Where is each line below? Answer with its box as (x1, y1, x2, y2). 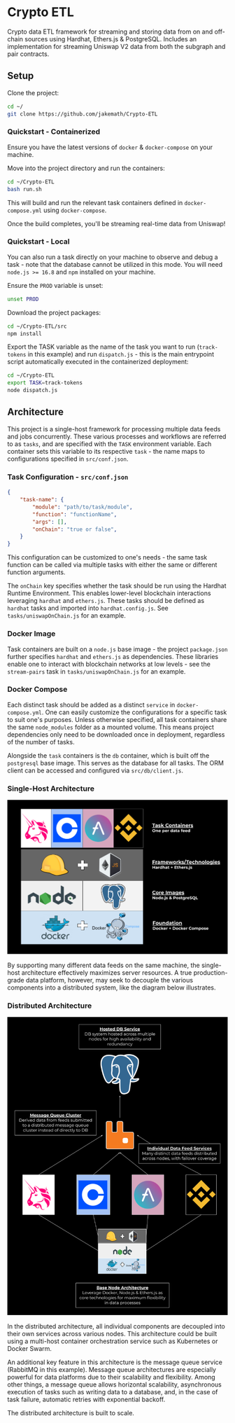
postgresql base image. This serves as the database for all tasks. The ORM (7, 758, 224, 767)
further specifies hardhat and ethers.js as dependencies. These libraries (7, 652, 219, 660)
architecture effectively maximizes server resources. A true (21, 968, 192, 977)
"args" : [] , (32, 518, 68, 525)
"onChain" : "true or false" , (32, 526, 117, 533)
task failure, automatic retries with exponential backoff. (7, 1395, 166, 1403)
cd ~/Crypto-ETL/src (7, 323, 68, 330)
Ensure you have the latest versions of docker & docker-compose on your (7, 143, 213, 151)
